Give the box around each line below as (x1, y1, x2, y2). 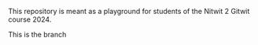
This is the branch (8, 30, 67, 39)
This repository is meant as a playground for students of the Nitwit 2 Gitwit (8, 7, 250, 16)
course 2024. (8, 15, 52, 24)
